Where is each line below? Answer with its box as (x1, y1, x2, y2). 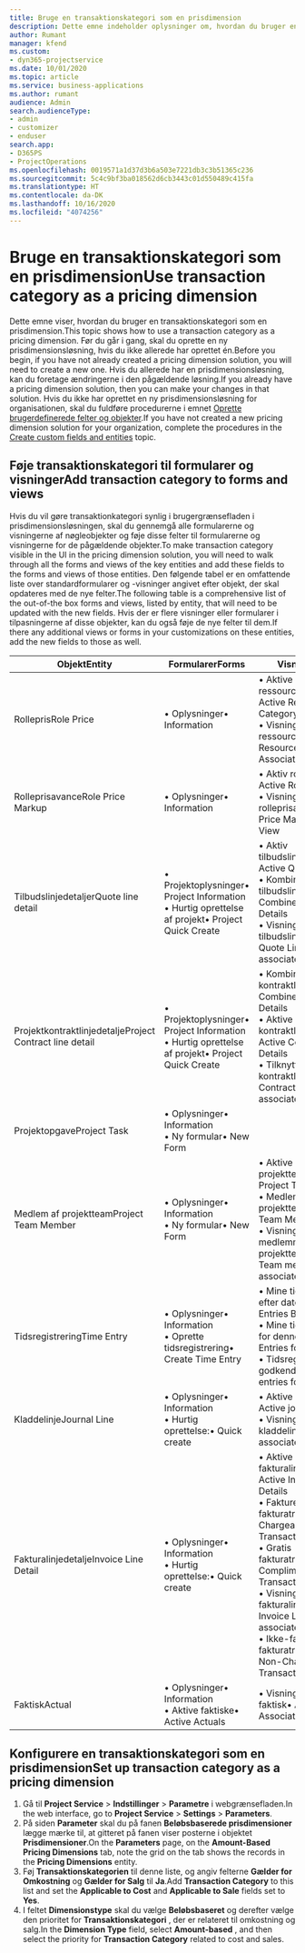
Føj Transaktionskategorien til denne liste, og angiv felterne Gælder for (22, 1866, 292, 1878)
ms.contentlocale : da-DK (9, 191, 103, 200)
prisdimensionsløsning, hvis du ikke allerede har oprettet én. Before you (9, 345, 276, 356)
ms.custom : (9, 47, 51, 56)
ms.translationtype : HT (9, 183, 100, 192)
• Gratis (258, 1541, 292, 1554)
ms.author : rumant (9, 89, 79, 98)
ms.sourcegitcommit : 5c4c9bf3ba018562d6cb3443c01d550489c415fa (9, 174, 254, 183)
